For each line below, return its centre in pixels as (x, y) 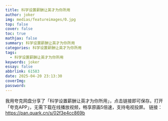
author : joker (20, 15)
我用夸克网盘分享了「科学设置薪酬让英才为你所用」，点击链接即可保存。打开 (84, 101)
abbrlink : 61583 (22, 72)
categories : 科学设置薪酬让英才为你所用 (44, 48)
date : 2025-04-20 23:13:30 (34, 76)
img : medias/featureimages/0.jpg (41, 19)
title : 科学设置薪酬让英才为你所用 (38, 10)
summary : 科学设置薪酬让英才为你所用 (40, 43)
